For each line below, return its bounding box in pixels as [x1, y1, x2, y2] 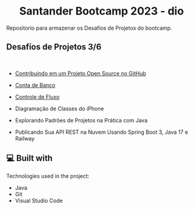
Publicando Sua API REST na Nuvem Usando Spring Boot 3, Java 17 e [15, 128, 189, 136]
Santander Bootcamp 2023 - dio [19, 4, 184, 18]
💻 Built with [6, 153, 53, 164]
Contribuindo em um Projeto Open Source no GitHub [15, 70, 146, 77]
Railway [15, 134, 35, 142]
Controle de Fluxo [15, 93, 60, 101]
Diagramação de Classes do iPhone [15, 105, 105, 112]
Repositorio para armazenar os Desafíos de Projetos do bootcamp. [6, 24, 172, 32]
